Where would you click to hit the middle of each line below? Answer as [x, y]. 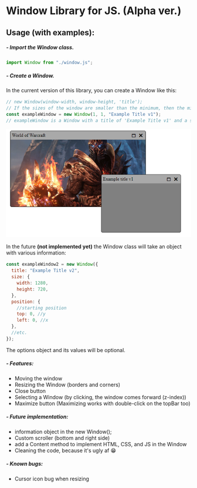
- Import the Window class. [40, 48]
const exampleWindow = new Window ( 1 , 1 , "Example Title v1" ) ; [84, 115]
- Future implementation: [37, 417]
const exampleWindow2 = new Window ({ [52, 265]
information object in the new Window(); [63, 432]
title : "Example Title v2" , [46, 271]
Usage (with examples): [50, 33]
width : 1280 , [33, 283]
